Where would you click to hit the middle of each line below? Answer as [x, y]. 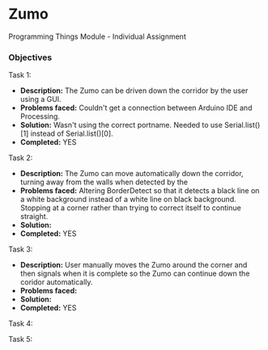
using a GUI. [41, 99]
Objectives [30, 57]
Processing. [40, 116]
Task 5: [21, 339]
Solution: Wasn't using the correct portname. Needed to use [121, 125]
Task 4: [21, 323]
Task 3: [21, 249]
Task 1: [20, 75]
